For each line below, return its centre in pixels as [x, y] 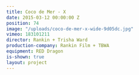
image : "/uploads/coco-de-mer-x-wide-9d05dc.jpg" [70, 29]
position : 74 [23, 23]
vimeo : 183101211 [28, 34]
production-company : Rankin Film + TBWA [58, 46]
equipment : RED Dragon [35, 51]
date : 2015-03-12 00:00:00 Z [43, 18]
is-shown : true [25, 57]
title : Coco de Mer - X [36, 12]
